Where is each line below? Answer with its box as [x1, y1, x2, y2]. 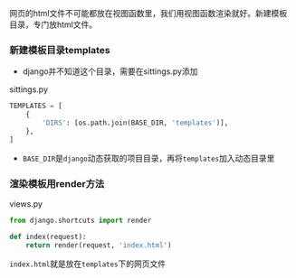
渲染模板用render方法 [9, 177, 105, 190]
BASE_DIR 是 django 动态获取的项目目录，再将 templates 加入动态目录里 [22, 153, 275, 163]
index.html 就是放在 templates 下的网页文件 [9, 258, 167, 269]
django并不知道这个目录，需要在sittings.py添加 [22, 66, 198, 77]
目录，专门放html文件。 [9, 19, 98, 30]
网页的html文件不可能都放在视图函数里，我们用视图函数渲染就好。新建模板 [9, 8, 288, 18]
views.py [9, 198, 43, 209]
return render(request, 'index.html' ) [25, 240, 172, 250]
